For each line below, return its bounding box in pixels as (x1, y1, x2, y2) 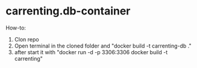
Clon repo (14, 36, 40, 43)
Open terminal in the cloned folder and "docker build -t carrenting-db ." (14, 42, 192, 49)
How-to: (5, 24, 27, 31)
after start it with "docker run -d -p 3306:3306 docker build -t (14, 48, 168, 55)
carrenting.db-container (5, 4, 131, 18)
